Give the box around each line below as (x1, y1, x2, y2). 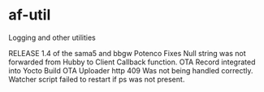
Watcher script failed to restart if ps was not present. (8, 74, 185, 84)
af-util (8, 6, 51, 24)
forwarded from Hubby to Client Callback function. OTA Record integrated (8, 57, 256, 67)
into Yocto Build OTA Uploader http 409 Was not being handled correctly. (8, 65, 253, 75)
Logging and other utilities (8, 33, 96, 42)
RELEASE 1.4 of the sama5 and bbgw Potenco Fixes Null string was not (8, 48, 246, 58)
